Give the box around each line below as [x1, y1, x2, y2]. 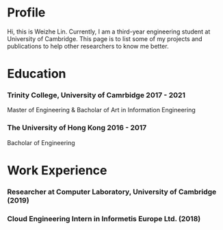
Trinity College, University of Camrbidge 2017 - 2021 [7, 90, 186, 100]
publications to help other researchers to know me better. [7, 42, 169, 50]
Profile [7, 5, 46, 21]
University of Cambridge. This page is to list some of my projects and [7, 34, 203, 42]
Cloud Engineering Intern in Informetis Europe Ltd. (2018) [7, 214, 201, 223]
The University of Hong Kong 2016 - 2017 [7, 123, 147, 133]
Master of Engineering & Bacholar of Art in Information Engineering [7, 106, 196, 114]
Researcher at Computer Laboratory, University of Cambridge [7, 187, 217, 196]
